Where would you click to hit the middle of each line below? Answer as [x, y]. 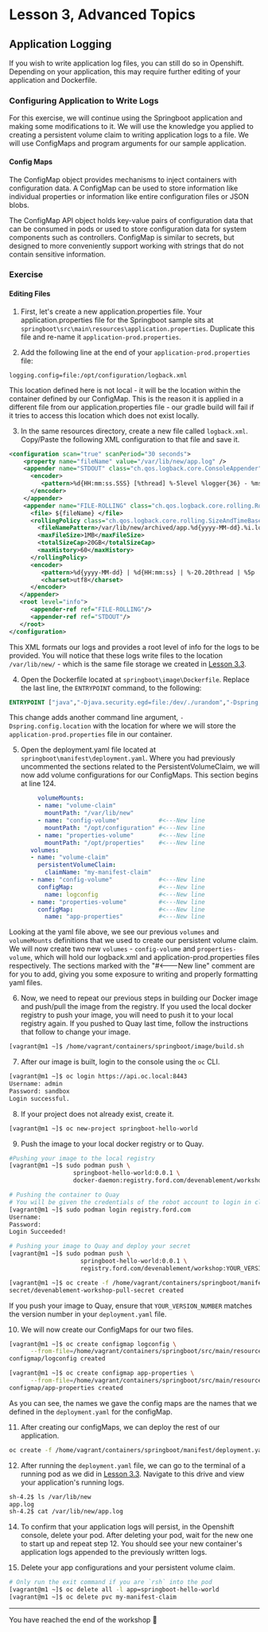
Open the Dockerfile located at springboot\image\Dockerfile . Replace [135, 679]
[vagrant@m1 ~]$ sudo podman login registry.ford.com [100, 1209]
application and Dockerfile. [53, 80]
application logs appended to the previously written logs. [114, 1552]
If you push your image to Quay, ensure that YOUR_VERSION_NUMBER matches [131, 1305]
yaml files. [26, 983]
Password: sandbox [39, 1091]
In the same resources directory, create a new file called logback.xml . [134, 431]
